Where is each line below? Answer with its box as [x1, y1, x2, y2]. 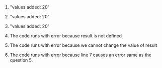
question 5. [9, 57, 33, 63]
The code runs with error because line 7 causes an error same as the [9, 52, 152, 58]
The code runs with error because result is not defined [9, 33, 122, 38]
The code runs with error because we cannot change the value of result [9, 42, 158, 48]
